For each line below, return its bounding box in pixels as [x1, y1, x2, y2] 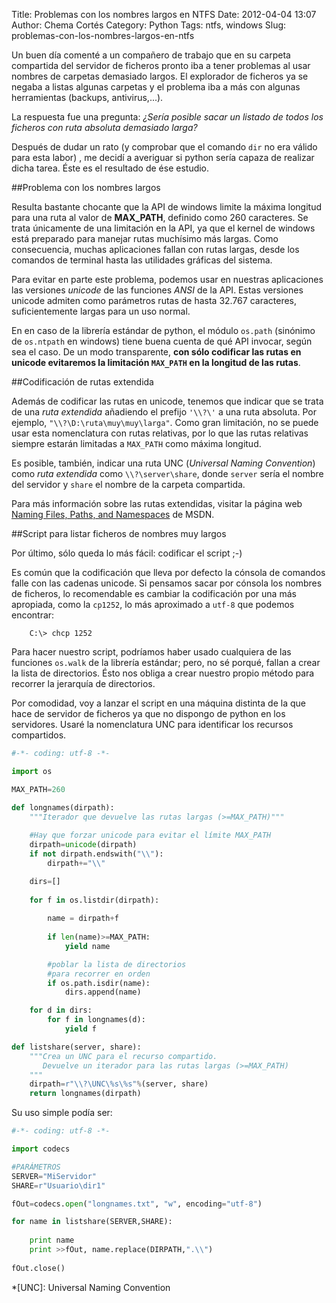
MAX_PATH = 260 [11, 784, 66, 794]
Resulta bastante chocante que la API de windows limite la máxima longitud [11, 201, 323, 213]
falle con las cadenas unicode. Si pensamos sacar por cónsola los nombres [11, 577, 323, 589]
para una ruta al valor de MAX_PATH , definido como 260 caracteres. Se [11, 212, 309, 223]
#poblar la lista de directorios [47, 959, 187, 969]
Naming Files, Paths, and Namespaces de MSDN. [11, 509, 215, 520]
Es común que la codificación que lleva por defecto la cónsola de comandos [11, 567, 326, 578]
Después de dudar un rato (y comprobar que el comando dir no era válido [11, 141, 318, 153]
